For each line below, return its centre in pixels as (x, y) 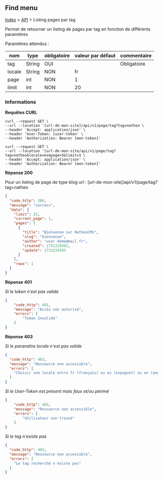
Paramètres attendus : (27, 44)
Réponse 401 (18, 282)
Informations (21, 102)
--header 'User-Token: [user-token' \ (44, 134)
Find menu (21, 8)
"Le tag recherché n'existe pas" (48, 463)
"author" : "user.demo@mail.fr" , (55, 241)
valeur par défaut (95, 55)
